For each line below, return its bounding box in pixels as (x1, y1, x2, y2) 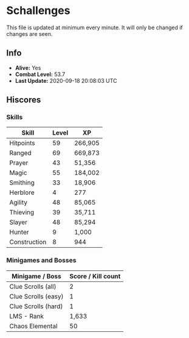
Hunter (9, 228, 29, 236)
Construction (9, 238, 47, 247)
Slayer (9, 218, 27, 227)
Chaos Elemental (9, 322, 58, 330)
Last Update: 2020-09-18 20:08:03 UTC (15, 77, 117, 84)
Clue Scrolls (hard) (9, 302, 63, 311)
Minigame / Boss (12, 272, 62, 280)
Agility (9, 199, 28, 207)
